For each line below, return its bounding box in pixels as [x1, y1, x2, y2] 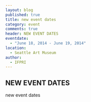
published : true [5, 12, 40, 17]
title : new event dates [5, 17, 57, 22]
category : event [5, 21, 40, 27]
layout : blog [5, 7, 33, 13]
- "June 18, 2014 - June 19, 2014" [10, 41, 86, 46]
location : [5, 45, 27, 50]
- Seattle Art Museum [10, 50, 57, 55]
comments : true [5, 27, 38, 32]
